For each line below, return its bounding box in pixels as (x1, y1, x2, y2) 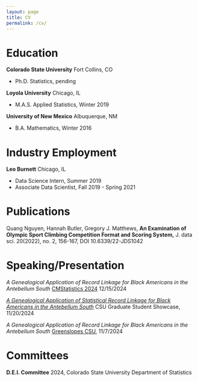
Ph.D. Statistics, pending (14, 78, 76, 85)
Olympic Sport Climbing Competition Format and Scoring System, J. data (6, 231, 193, 238)
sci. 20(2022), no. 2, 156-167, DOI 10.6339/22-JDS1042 (6, 238, 143, 245)
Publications (6, 205, 70, 218)
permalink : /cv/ (6, 20, 47, 26)
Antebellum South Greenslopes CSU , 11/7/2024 (6, 328, 123, 335)
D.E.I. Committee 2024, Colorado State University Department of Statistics (6, 369, 192, 376)
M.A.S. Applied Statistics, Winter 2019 (14, 101, 110, 109)
